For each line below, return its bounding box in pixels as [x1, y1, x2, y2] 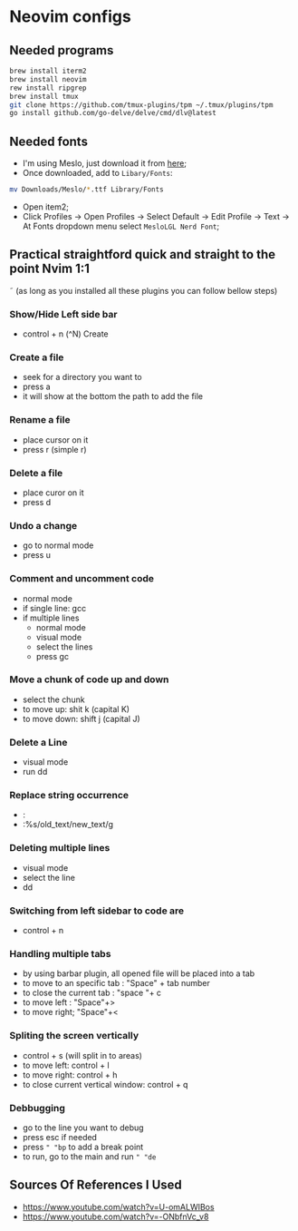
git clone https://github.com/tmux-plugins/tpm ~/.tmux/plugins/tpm [9, 100, 274, 110]
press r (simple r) [22, 444, 88, 454]
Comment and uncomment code [9, 572, 155, 585]
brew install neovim [9, 74, 88, 83]
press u [22, 550, 52, 561]
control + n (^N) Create [22, 328, 109, 339]
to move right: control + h [22, 1069, 118, 1080]
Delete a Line [9, 736, 68, 748]
